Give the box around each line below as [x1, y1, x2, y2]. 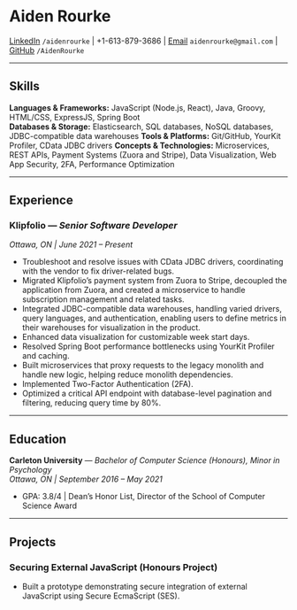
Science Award [21, 500, 78, 511]
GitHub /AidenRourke [9, 44, 85, 55]
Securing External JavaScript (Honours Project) [9, 560, 218, 573]
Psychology [9, 465, 52, 475]
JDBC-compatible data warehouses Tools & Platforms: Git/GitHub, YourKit [9, 130, 281, 141]
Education [9, 431, 67, 446]
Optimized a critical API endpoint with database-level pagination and [21, 388, 272, 399]
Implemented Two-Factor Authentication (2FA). [21, 379, 194, 390]
